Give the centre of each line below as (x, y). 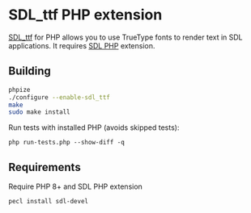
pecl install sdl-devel (49, 202)
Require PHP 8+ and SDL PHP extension (76, 186)
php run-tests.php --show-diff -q (67, 143)
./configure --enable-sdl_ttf (60, 97)
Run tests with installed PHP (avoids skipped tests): (94, 127)
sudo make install (39, 112)
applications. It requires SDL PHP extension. (82, 45)
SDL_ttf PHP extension (85, 15)
